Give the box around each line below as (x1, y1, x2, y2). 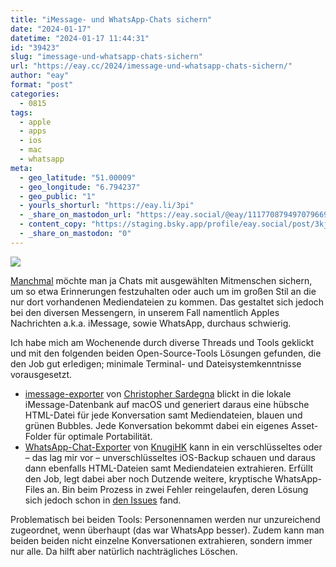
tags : (10, 107, 33, 118)
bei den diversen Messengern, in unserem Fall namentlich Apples (10, 306, 280, 318)
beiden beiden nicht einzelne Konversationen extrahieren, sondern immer (10, 534, 313, 546)
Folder (24, 430, 52, 442)
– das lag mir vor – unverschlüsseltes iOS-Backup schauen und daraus (24, 451, 316, 463)
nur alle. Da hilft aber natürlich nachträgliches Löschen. (10, 545, 238, 557)
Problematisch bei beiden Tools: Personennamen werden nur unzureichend (10, 513, 321, 525)
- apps (19, 126, 47, 136)
